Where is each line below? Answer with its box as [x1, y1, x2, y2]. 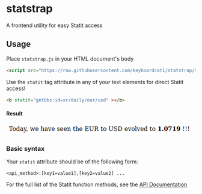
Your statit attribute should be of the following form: [6, 158, 138, 165]
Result [6, 110, 23, 117]
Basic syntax [6, 144, 45, 153]
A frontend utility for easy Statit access [6, 22, 103, 29]
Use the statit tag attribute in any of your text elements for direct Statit [6, 78, 184, 85]
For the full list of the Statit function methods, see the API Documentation [6, 181, 188, 188]
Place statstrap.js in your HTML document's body [6, 55, 134, 62]
